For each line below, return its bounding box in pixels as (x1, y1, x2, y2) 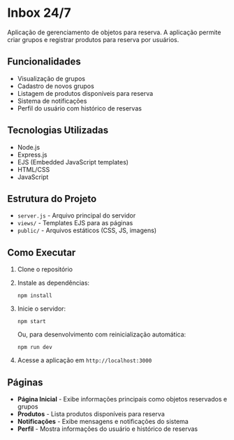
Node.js (17, 143, 41, 151)
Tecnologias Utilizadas (7, 125, 109, 136)
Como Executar (7, 246, 76, 258)
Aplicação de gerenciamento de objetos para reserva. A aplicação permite (7, 28, 221, 36)
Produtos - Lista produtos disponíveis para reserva (17, 410, 166, 418)
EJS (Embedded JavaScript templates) (17, 157, 129, 166)
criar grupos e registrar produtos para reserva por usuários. (7, 35, 180, 43)
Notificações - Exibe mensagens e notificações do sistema (17, 418, 189, 425)
